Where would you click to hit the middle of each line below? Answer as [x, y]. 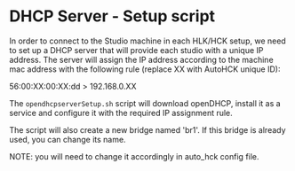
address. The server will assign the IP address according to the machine [141, 59]
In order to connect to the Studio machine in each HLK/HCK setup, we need [147, 41]
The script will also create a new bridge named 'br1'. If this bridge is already [147, 129]
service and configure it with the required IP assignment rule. [121, 113]
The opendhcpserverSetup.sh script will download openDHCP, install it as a [145, 103]
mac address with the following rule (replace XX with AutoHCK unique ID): [145, 69]
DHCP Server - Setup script [112, 16]
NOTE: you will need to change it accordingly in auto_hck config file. [134, 156]
